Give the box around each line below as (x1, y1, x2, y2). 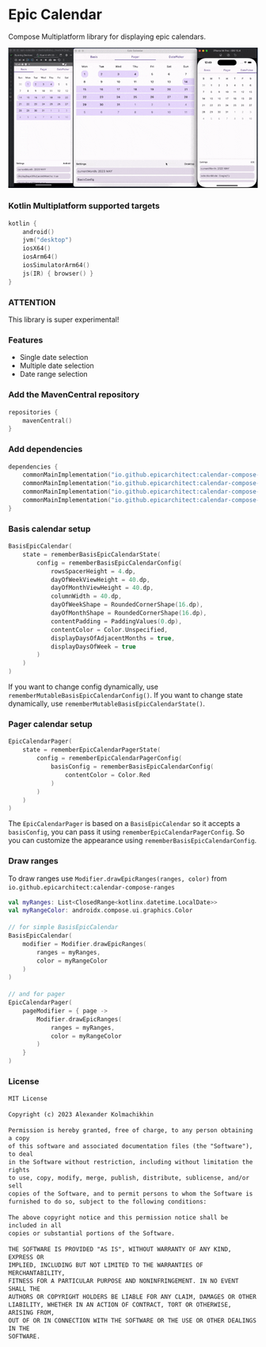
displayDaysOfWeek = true (50, 642, 136, 651)
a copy (8, 1135, 30, 1142)
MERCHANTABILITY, (8, 1269, 66, 1277)
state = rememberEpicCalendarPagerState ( (22, 746, 161, 754)
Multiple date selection (19, 361, 95, 370)
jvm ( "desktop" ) (22, 236, 73, 244)
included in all (8, 1222, 62, 1230)
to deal (8, 1150, 34, 1158)
